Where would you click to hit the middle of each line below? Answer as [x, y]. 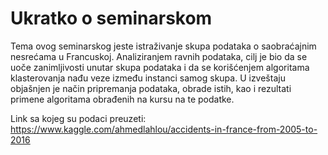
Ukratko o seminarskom [111, 18]
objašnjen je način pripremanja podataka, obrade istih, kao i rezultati [151, 88]
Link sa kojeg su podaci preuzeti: [78, 118]
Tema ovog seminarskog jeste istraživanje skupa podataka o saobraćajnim [163, 46]
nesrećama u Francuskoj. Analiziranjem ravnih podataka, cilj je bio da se [159, 56]
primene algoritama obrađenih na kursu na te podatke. [122, 99]
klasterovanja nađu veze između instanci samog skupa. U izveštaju [148, 78]
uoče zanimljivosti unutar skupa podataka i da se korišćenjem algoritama [160, 67]
